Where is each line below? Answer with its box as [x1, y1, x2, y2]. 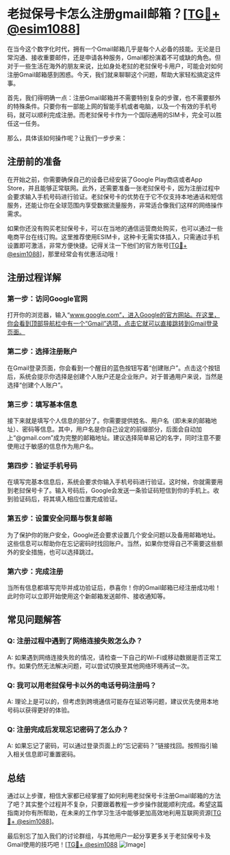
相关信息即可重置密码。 [12, 750, 79, 758]
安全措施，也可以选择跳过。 [18, 547, 97, 556]
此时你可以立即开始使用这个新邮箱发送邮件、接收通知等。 [7, 592, 169, 600]
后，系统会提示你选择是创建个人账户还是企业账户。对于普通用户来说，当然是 [7, 372, 223, 380]
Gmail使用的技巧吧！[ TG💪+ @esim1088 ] [7, 841, 146, 849]
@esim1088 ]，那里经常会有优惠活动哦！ [7, 249, 120, 258]
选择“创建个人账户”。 [7, 381, 67, 389]
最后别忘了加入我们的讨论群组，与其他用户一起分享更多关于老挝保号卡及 [7, 832, 211, 840]
